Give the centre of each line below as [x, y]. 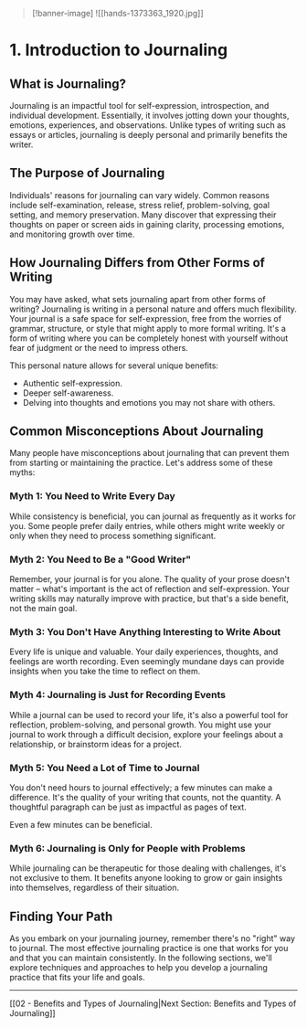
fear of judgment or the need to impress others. [99, 347]
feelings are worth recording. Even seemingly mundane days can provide [147, 662]
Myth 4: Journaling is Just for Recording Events [118, 695]
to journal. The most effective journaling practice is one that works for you [149, 949]
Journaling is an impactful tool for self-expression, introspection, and [139, 106]
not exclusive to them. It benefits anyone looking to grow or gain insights [146, 878]
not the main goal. [43, 609]
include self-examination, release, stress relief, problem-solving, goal [140, 205]
